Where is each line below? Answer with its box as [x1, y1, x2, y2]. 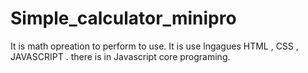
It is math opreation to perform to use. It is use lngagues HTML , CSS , [10, 40, 299, 52]
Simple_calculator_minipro [10, 7, 237, 30]
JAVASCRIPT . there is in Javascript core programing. [10, 50, 231, 62]
